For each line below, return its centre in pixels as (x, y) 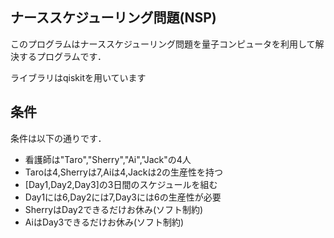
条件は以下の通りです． (58, 138)
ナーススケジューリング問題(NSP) (113, 18)
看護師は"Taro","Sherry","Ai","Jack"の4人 (108, 159)
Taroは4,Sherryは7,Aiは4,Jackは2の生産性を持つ (123, 172)
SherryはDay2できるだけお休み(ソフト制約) (114, 209)
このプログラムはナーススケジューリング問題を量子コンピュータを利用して (163, 44)
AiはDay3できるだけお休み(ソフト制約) (104, 222)
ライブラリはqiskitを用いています (78, 77)
